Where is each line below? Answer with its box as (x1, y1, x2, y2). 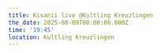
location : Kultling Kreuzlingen (8, 33, 114, 41)
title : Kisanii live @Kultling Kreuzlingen (8, 11, 154, 19)
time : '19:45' (8, 26, 55, 34)
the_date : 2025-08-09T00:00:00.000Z (8, 19, 129, 26)
